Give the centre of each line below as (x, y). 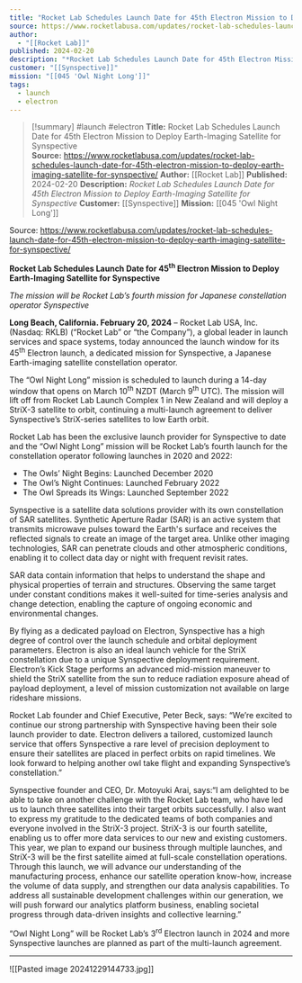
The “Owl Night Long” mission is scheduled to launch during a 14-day (138, 380)
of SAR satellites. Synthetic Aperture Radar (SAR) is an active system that (145, 519)
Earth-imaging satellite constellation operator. (93, 362)
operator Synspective (49, 305)
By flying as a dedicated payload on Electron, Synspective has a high (137, 631)
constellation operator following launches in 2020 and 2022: (121, 456)
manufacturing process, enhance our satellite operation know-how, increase (151, 876)
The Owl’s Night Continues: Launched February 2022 (121, 483)
